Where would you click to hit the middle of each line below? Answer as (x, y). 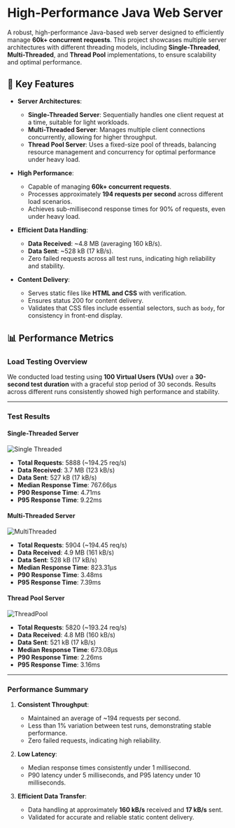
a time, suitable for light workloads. (78, 122)
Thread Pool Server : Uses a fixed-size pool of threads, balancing (122, 144)
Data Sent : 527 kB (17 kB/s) (57, 477)
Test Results (29, 416)
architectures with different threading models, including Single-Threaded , (114, 47)
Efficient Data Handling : (53, 230)
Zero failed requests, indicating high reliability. (94, 740)
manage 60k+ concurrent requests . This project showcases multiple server (117, 39)
